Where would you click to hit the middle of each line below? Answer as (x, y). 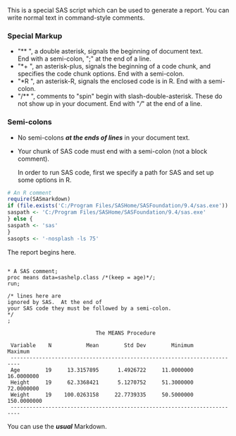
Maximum (19, 351)
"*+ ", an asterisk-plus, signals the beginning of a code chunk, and (114, 66)
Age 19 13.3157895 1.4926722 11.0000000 (102, 370)
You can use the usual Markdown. (57, 426)
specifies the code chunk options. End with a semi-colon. (101, 74)
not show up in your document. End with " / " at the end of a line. (110, 104)
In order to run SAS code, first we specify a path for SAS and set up (116, 172)
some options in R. (44, 180)
